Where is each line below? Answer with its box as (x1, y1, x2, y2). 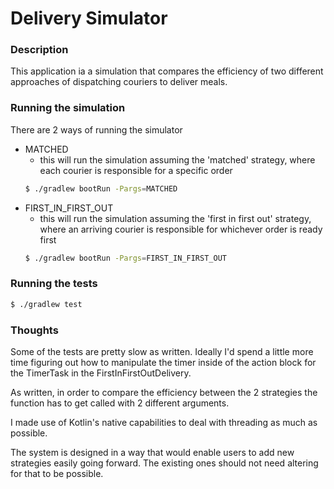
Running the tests (10, 277, 98, 291)
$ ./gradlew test (10, 299, 83, 309)
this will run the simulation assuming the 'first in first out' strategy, (39, 212, 312, 224)
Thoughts (10, 323, 59, 337)
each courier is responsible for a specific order (39, 164, 233, 176)
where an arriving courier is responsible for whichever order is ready (39, 223, 323, 235)
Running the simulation (10, 101, 126, 115)
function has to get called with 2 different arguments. (10, 397, 230, 409)
